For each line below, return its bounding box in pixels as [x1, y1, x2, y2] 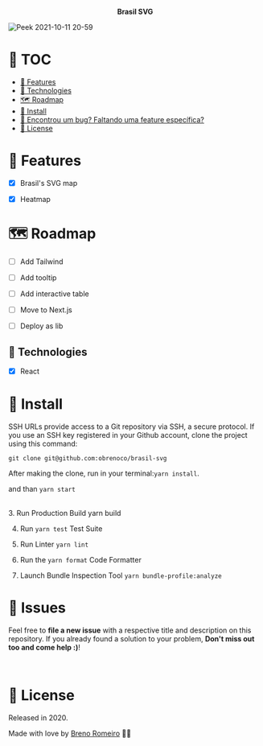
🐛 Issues [8, 599, 67, 617]
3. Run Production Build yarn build [8, 509, 121, 518]
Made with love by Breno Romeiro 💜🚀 [8, 728, 131, 738]
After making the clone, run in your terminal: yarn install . [8, 468, 199, 478]
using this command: [8, 439, 78, 449]
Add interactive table [19, 289, 90, 299]
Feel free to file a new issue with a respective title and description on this [8, 625, 252, 635]
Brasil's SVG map [19, 178, 78, 188]
